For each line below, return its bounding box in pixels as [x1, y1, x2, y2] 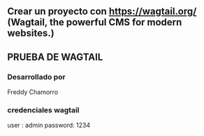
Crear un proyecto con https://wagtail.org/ [7, 6, 197, 17]
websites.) [7, 27, 54, 39]
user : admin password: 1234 [7, 121, 91, 130]
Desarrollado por [7, 72, 66, 82]
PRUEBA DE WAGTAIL [7, 51, 103, 63]
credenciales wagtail [7, 105, 80, 114]
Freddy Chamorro [7, 88, 59, 96]
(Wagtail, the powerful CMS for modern [7, 17, 182, 29]
